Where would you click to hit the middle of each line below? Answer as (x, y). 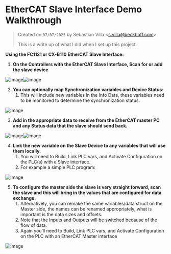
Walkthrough (33, 20)
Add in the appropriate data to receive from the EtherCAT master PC (86, 120)
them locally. (27, 151)
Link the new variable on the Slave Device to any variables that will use (89, 145)
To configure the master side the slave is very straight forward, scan (87, 187)
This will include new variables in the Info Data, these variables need (92, 95)
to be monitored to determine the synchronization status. (80, 100)
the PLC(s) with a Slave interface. (55, 162)
